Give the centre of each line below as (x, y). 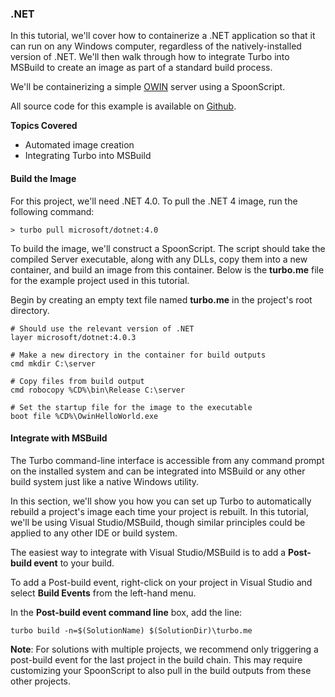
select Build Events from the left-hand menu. (103, 593)
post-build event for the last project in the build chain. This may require (156, 659)
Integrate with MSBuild (59, 438)
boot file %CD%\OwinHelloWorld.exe (84, 416)
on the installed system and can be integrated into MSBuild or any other (158, 471)
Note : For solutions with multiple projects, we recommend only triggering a (164, 649)
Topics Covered (44, 126)
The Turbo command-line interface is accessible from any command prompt (167, 460)
